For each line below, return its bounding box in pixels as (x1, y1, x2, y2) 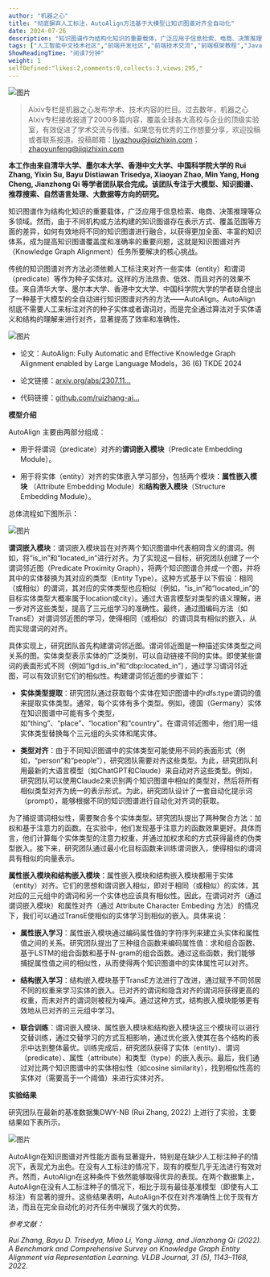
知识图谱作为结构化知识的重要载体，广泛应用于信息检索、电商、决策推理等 (8, 206, 255, 216)
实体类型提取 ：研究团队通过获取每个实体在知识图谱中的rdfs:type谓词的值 (19, 688, 262, 697)
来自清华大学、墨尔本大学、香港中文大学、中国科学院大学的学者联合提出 (22, 284, 262, 293)
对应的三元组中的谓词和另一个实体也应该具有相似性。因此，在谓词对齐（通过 (8, 890, 262, 900)
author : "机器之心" (8, 11, 69, 20)
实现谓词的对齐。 (14, 623, 72, 633)
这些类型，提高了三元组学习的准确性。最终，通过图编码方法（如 (35, 603, 247, 613)
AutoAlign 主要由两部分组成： (8, 426, 106, 436)
